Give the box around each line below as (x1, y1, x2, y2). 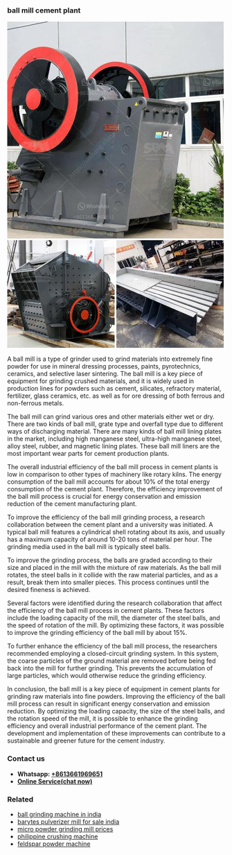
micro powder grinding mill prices (17, 824, 114, 833)
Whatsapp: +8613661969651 (17, 770, 102, 778)
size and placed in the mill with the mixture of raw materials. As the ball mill (7, 564, 222, 572)
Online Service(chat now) (17, 777, 93, 786)
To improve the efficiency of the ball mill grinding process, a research (7, 513, 206, 522)
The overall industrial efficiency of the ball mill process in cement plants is (7, 463, 218, 471)
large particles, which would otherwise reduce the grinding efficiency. (7, 672, 206, 680)
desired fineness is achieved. (7, 586, 91, 594)
